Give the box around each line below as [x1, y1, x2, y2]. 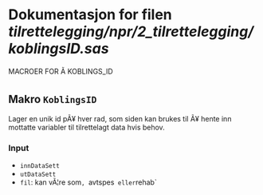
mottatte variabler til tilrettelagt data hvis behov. [8, 122, 165, 132]
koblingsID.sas [8, 40, 109, 58]
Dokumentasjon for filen [8, 6, 173, 24]
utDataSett [19, 170, 57, 179]
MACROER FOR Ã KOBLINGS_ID [8, 66, 113, 76]
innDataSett [19, 162, 60, 170]
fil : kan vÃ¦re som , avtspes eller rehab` [19, 177, 157, 187]
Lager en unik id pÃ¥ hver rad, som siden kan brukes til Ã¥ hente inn [8, 113, 232, 123]
